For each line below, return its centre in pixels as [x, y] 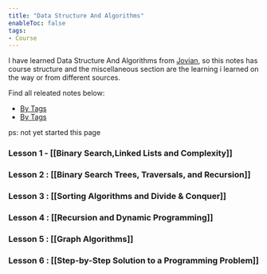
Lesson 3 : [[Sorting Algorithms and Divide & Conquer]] [118, 197]
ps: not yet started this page [55, 133]
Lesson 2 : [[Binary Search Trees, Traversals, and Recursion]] [130, 175]
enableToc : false [37, 23]
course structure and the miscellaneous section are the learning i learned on [133, 69]
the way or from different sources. [65, 77]
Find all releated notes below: [57, 93]
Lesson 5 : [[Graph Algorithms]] [71, 239]
